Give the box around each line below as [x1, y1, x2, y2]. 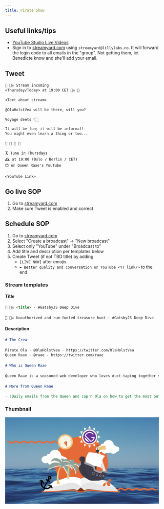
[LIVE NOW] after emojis [19, 258, 67, 264]
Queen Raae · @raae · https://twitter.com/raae [5, 353, 104, 358]
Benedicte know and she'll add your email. [12, 55, 98, 61]
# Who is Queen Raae [5, 363, 47, 368]
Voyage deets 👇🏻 [5, 117, 39, 122]
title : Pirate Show [5, 8, 45, 13]
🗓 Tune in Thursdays [5, 151, 48, 156]
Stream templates [5, 281, 48, 288]
